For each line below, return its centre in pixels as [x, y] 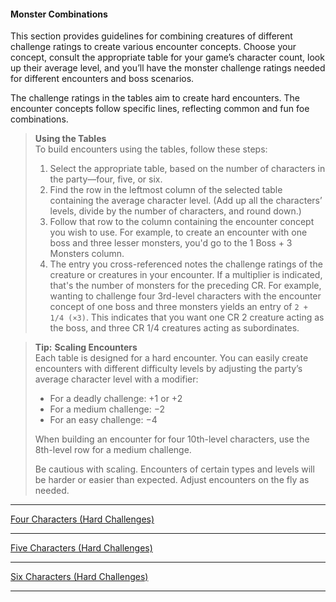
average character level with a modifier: [116, 379]
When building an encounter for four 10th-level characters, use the [172, 439]
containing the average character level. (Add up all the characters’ [186, 201]
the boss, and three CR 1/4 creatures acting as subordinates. [174, 328]
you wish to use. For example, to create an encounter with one [178, 232]
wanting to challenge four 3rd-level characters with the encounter [185, 296]
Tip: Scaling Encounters [86, 347]
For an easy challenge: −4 [103, 420]
